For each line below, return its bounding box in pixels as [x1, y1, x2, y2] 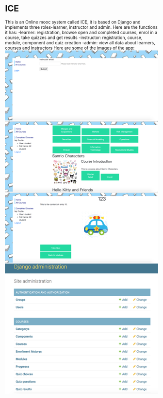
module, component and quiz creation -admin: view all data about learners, [5, 39, 155, 45]
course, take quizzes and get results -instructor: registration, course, [5, 35, 143, 40]
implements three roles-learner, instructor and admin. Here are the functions [5, 24, 158, 30]
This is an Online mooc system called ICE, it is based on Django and [5, 19, 141, 25]
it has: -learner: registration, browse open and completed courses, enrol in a [5, 29, 158, 35]
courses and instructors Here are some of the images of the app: [5, 45, 135, 51]
